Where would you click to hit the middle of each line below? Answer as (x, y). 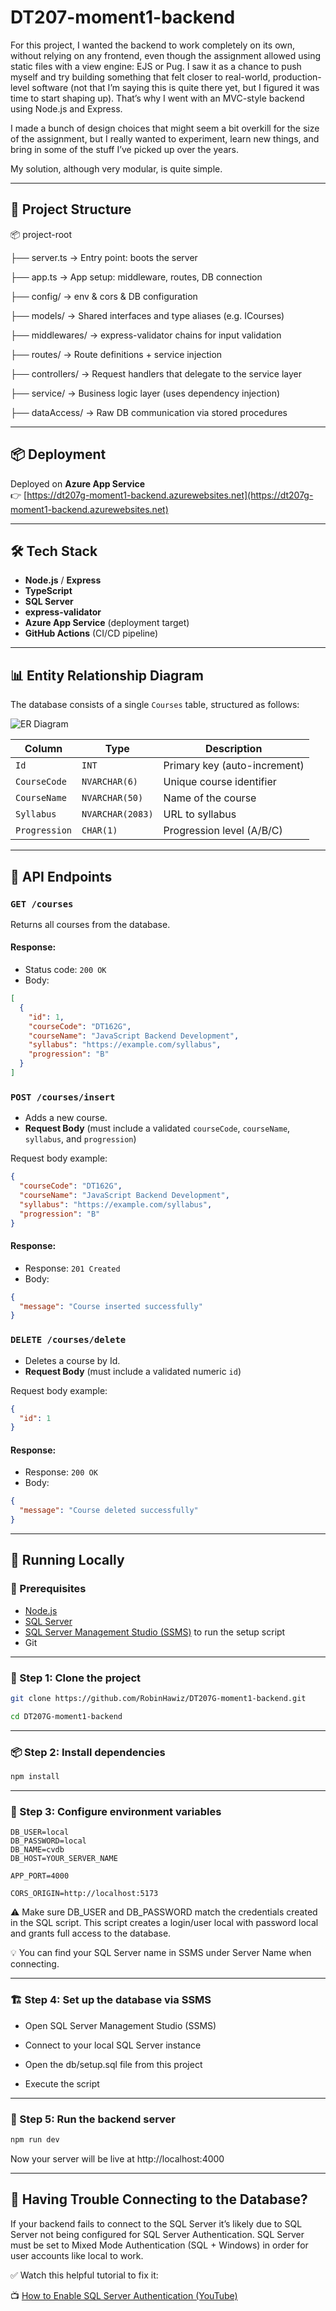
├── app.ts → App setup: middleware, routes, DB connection (136, 277)
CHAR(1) (99, 830)
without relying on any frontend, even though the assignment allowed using (166, 55)
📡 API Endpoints (61, 876)
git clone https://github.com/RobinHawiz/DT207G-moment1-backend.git (158, 1699)
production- (297, 77)
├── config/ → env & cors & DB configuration (104, 296)
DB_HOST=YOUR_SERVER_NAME (64, 1859)
